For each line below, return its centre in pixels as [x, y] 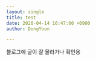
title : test [21, 18]
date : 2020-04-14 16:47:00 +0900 [48, 23]
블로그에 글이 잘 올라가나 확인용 [43, 52]
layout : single [25, 12]
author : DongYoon [28, 29]
